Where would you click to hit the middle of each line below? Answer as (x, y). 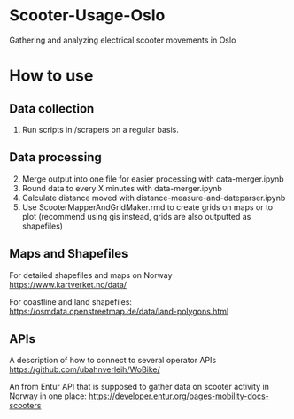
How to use (51, 76)
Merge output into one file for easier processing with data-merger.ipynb (153, 179)
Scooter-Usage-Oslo (87, 16)
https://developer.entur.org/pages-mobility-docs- (179, 396)
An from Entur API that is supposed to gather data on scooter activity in (139, 387)
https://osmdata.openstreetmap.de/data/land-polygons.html (119, 311)
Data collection (52, 109)
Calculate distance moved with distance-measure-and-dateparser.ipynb (154, 198)
